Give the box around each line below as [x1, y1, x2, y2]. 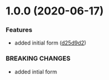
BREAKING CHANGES [5, 54, 71, 63]
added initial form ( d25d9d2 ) [14, 39, 87, 46]
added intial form [14, 68, 58, 75]
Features [5, 26, 33, 34]
